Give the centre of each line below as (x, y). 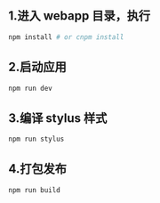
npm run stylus (36, 139)
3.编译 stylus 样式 (58, 118)
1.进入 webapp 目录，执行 (80, 16)
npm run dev (30, 88)
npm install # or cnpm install (66, 37)
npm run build (35, 190)
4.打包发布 (38, 169)
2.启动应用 (38, 67)
